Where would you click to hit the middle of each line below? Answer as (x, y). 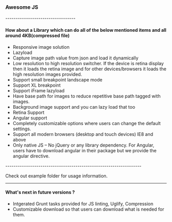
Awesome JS (22, 7)
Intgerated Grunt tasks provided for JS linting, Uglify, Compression (83, 204)
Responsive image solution (41, 47)
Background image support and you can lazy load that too (74, 107)
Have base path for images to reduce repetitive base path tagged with (87, 96)
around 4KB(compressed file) (38, 35)
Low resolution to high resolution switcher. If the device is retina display (88, 63)
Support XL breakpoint (37, 85)
